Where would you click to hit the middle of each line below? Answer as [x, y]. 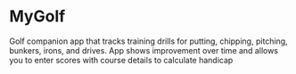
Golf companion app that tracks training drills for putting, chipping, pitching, [148, 41]
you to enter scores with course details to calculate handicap [121, 60]
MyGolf [37, 16]
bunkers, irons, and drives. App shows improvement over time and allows [144, 50]
